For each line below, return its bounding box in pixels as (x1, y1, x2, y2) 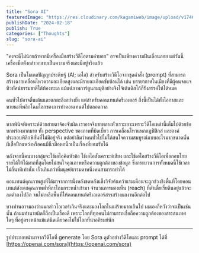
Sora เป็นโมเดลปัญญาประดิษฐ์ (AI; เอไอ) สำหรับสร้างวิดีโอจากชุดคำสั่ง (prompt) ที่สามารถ (6, 71, 186, 78)
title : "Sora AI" (6, 8, 49, 15)
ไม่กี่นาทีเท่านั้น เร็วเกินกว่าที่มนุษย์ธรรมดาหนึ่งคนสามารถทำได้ (6, 166, 126, 173)
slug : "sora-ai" (6, 36, 46, 42)
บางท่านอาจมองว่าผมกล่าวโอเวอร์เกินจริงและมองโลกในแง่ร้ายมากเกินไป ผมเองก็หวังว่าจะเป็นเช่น (6, 203, 191, 210)
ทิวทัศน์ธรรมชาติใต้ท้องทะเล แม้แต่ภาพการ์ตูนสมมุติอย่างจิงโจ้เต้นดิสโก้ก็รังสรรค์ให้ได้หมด (6, 84, 177, 91)
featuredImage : (6, 14, 44, 20)
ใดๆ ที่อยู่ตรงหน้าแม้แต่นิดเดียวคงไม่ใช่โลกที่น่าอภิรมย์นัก (6, 216, 114, 223)
